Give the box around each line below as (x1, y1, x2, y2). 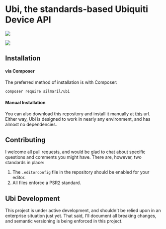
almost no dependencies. (5, 121, 57, 127)
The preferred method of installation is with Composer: (5, 79, 118, 85)
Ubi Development (5, 194, 60, 203)
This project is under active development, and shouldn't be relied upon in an (5, 208, 162, 214)
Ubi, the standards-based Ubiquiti (5, 3, 148, 15)
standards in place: (5, 160, 45, 166)
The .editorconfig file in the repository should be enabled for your (12, 169, 150, 175)
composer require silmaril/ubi (5, 89, 70, 94)
